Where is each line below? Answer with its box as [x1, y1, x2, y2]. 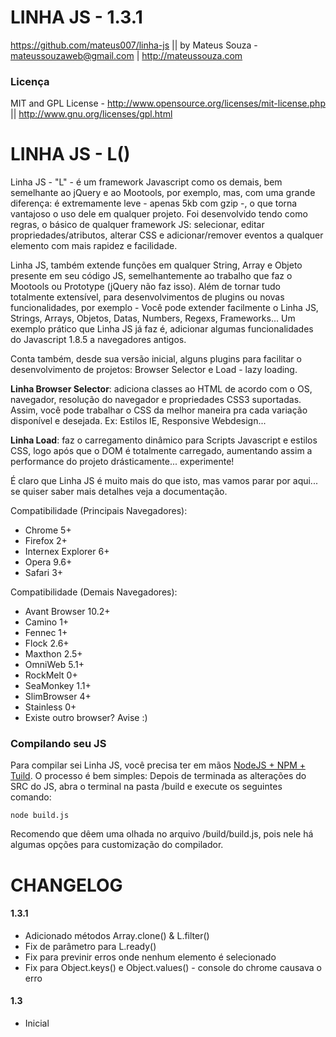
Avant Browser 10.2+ [24, 606, 111, 618]
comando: [10, 791, 52, 803]
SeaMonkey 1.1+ [24, 680, 92, 692]
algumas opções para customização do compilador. [10, 839, 224, 851]
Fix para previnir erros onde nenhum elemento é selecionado [24, 951, 277, 963]
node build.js [10, 811, 70, 821]
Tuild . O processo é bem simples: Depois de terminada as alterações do [10, 770, 307, 782]
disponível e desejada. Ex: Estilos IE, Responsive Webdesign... [10, 415, 267, 427]
